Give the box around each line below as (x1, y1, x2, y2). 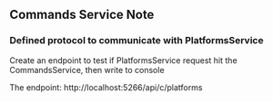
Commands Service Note (9, 7, 155, 23)
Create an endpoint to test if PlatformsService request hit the (9, 54, 238, 66)
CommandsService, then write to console (9, 64, 166, 75)
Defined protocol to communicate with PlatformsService (9, 34, 264, 47)
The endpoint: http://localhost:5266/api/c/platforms (9, 81, 203, 93)
